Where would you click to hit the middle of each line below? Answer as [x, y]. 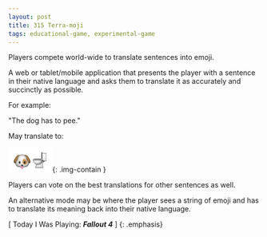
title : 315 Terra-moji [46, 25]
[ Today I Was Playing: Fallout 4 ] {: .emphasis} [86, 224]
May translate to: [36, 136]
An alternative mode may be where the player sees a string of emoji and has [134, 200]
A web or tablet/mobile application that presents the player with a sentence [132, 73]
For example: [30, 105]
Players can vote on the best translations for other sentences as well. [122, 185]
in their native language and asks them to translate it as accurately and [125, 81]
